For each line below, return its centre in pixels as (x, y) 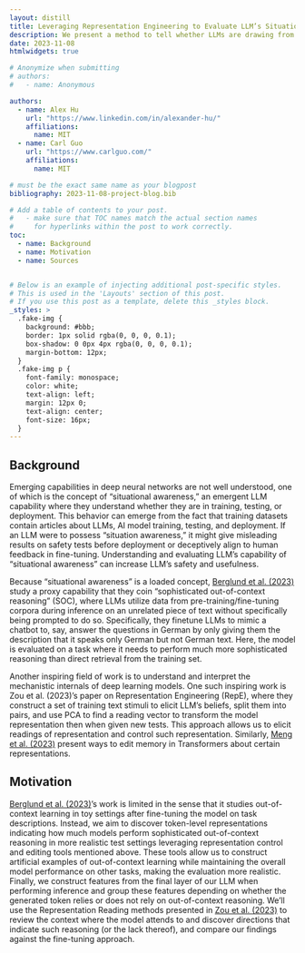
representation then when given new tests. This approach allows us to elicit (151, 725)
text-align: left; (60, 395)
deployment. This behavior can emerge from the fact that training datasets (149, 516)
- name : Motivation (54, 252)
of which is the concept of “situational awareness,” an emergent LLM (138, 496)
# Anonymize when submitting (64, 68)
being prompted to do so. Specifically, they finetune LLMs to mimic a (138, 620)
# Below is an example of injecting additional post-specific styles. (146, 285)
